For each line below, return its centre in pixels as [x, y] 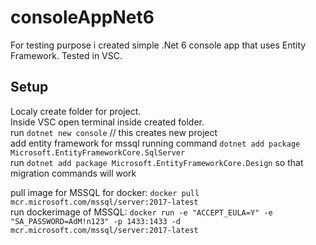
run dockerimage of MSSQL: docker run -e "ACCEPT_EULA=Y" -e [141, 212]
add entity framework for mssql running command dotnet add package [155, 143]
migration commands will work [73, 173]
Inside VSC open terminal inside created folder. [107, 122]
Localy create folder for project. [76, 111]
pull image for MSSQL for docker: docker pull [105, 192]
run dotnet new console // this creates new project [114, 132]
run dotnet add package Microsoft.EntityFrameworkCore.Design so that [157, 162]
